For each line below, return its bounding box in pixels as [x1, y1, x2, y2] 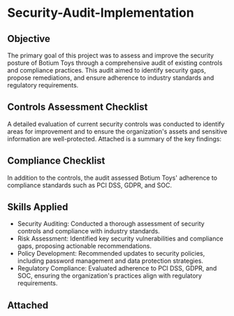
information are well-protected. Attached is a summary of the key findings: [7, 134, 222, 143]
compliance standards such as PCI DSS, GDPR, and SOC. [7, 180, 173, 189]
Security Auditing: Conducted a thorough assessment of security [17, 220, 205, 228]
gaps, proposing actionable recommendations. [17, 242, 152, 250]
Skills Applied [7, 201, 68, 213]
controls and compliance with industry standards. [17, 227, 161, 236]
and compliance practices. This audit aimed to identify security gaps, [7, 66, 206, 74]
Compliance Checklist [7, 155, 105, 167]
